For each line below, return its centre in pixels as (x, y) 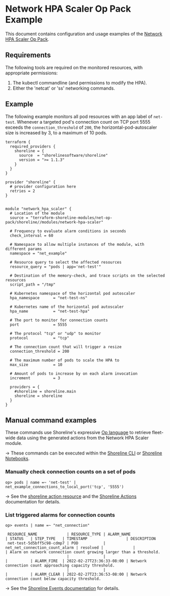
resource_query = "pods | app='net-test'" (55, 267)
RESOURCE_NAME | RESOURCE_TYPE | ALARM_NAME (69, 534)
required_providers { (33, 146)
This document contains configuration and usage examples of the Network (84, 34)
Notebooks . (18, 459)
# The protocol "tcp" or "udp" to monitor (55, 333)
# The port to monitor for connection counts (59, 320)
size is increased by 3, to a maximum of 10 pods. (56, 132)
